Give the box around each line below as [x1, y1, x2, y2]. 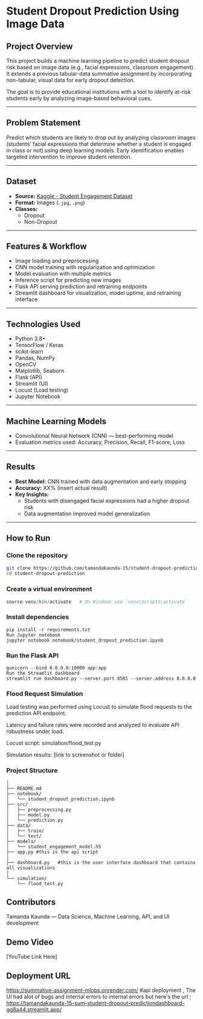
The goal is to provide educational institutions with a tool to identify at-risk [6, 88, 192, 95]
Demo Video [6, 937, 54, 947]
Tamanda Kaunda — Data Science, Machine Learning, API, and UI [6, 913, 170, 920]
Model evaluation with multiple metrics [14, 270, 112, 278]
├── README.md [6, 785, 42, 792]
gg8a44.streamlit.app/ [6, 1006, 62, 1014]
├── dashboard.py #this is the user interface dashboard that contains [6, 859, 196, 865]
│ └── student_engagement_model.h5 [6, 844, 101, 850]
